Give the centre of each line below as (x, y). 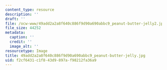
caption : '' (22, 37)
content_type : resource (30, 10)
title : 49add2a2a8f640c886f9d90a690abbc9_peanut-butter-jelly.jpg (75, 55)
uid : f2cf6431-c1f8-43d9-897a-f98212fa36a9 (51, 60)
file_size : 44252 (23, 28)
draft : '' (15, 19)
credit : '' (21, 42)
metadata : (15, 33)
